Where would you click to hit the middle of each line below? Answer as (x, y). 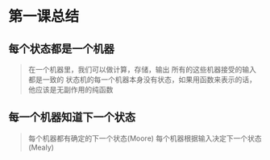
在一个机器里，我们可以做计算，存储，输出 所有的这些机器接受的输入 (142, 70)
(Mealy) (41, 147)
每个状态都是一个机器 (61, 49)
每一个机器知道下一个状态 (72, 117)
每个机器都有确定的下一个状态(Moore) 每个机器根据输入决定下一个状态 (145, 138)
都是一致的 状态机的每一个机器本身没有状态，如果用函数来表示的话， (142, 80)
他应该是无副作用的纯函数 (71, 90)
